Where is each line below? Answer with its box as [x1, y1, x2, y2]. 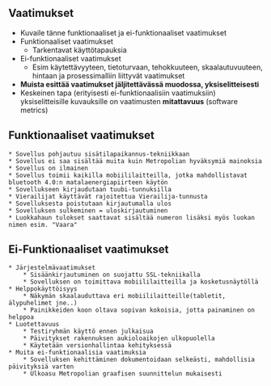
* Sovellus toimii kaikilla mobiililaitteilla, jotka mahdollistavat [8, 171, 248, 179]
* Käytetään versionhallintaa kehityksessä [23, 342, 172, 350]
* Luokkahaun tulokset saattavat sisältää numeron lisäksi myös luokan [8, 213, 255, 221]
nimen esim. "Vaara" [8, 220, 78, 229]
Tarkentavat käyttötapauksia [32, 44, 127, 55]
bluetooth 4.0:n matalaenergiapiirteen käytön [8, 178, 168, 187]
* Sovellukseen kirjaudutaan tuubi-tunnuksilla [8, 185, 172, 193]
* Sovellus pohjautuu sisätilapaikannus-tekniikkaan [8, 149, 190, 158]
